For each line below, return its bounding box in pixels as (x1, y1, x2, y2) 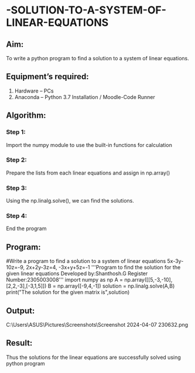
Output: (6, 306, 35, 316)
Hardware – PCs (14, 87, 54, 94)
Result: (6, 338, 33, 348)
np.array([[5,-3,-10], (124, 276, 173, 283)
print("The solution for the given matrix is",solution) (6, 289, 130, 296)
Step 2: (6, 156, 28, 164)
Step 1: (6, 128, 26, 136)
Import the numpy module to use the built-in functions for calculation (6, 141, 173, 148)
